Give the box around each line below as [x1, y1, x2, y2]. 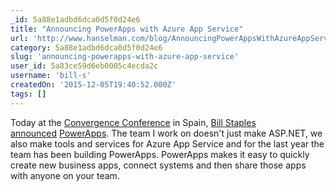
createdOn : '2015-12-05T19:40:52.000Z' [10, 80, 177, 90]
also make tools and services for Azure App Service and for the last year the [10, 137, 325, 150]
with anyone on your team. [10, 169, 120, 181]
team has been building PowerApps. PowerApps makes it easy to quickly [10, 148, 310, 160]
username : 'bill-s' [10, 71, 92, 81]
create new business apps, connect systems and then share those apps [10, 159, 307, 171]
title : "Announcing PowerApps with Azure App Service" [10, 24, 244, 34]
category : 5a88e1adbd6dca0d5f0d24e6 [10, 42, 163, 53]
